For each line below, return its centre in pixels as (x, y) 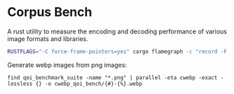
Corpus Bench (50, 12)
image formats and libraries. (48, 38)
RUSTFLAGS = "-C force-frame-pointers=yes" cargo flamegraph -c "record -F (117, 52)
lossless (20, 84)
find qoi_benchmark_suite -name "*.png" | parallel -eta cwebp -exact (112, 77)
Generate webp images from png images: (67, 65)
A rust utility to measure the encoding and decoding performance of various (117, 31)
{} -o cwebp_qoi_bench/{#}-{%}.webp (89, 84)
